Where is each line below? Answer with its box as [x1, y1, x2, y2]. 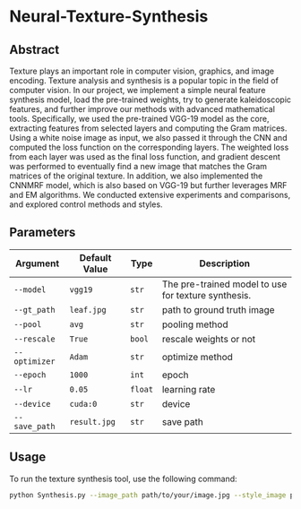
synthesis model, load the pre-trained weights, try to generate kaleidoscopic [9, 94, 292, 105]
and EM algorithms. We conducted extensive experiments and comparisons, [9, 190, 291, 200]
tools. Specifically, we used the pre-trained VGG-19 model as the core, [9, 114, 270, 124]
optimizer [13, 356, 56, 367]
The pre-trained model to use [161, 278, 288, 290]
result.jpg [69, 417, 116, 427]
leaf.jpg [69, 305, 107, 315]
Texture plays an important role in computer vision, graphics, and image [9, 65, 275, 76]
